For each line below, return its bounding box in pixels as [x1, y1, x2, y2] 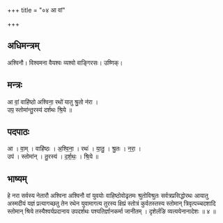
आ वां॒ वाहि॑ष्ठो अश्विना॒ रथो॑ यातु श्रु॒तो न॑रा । [7, 98, 99, 106]
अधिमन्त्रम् [7, 40, 40, 52]
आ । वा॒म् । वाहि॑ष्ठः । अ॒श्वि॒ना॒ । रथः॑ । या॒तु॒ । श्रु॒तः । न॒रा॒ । [7, 144, 141, 153]
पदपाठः [7, 126, 30, 138]
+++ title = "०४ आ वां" [7, 6, 66, 14]
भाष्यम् [7, 173, 27, 185]
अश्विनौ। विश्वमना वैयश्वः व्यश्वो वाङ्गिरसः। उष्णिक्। [7, 59, 123, 67]
